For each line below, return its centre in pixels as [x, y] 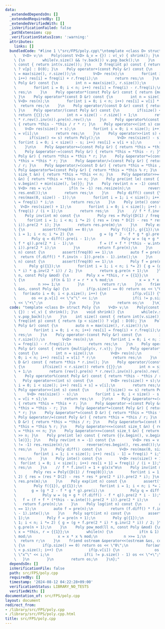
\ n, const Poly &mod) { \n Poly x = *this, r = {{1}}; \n [81, 275]
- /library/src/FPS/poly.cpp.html [41, 614]
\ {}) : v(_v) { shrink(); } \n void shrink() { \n [69, 312]
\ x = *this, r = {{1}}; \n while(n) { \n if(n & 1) [87, 532]
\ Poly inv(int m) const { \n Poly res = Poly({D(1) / [81, 216]
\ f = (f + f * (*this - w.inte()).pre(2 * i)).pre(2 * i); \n [81, 500]
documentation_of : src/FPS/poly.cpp [42, 596]
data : [11, 10]
